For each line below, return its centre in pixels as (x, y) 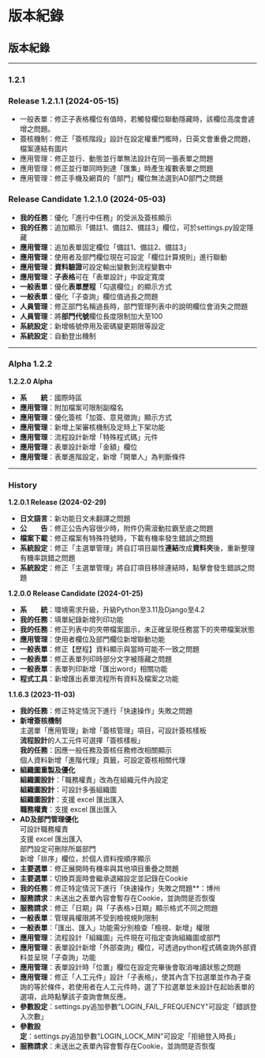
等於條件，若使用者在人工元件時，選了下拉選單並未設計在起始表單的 (144, 987)
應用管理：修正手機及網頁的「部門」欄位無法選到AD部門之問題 (121, 178)
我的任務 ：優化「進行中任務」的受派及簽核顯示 (95, 217)
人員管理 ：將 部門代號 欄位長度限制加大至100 (91, 316)
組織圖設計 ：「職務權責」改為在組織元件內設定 (94, 780)
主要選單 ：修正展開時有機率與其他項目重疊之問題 (99, 869)
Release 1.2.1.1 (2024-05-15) (64, 101)
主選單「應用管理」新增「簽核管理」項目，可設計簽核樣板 (113, 731)
